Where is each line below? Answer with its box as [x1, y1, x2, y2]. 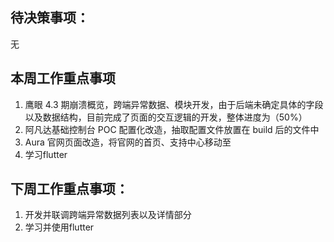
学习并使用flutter [24, 221, 95, 233]
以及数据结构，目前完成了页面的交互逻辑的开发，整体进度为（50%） [24, 111, 308, 123]
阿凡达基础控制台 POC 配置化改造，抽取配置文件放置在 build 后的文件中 [24, 123, 320, 135]
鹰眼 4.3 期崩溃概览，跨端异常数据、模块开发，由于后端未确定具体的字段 [24, 98, 324, 110]
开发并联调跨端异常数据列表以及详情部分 [24, 209, 192, 221]
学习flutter [24, 148, 68, 160]
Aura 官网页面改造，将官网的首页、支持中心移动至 [24, 136, 232, 148]
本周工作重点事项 [10, 70, 116, 87]
